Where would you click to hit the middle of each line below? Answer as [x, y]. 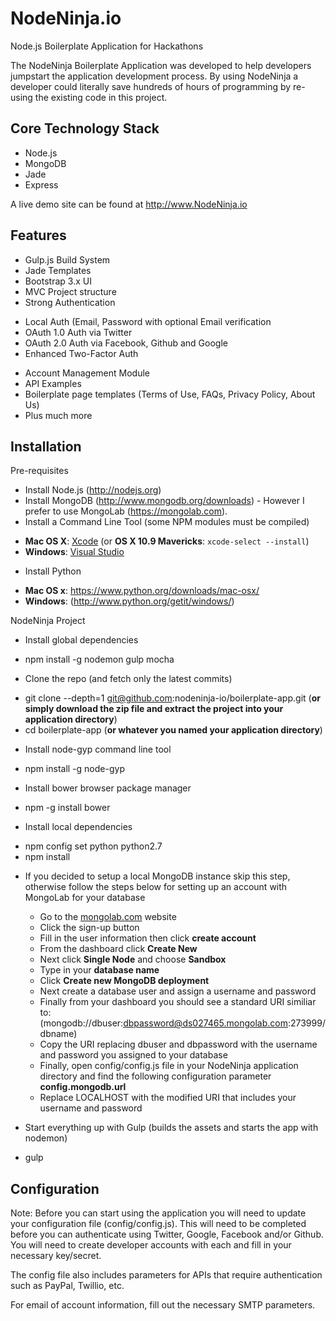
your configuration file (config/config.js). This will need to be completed [158, 1224]
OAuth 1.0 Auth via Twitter [78, 332]
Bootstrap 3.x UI [58, 281]
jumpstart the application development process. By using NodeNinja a [154, 76]
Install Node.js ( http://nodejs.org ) [93, 490]
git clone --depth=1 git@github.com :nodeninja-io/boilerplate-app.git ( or [172, 698]
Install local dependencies [78, 827]
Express [41, 184]
